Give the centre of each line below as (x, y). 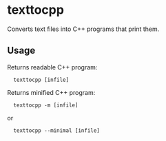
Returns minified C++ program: (51, 92)
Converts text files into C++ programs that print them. (83, 29)
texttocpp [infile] (41, 80)
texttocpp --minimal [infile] (56, 130)
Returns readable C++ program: (52, 67)
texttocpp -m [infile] (46, 105)
